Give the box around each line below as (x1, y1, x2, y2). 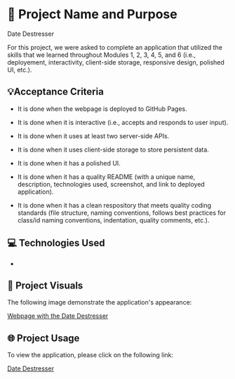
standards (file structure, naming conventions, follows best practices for (17, 208, 227, 217)
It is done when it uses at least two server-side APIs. (17, 131, 170, 140)
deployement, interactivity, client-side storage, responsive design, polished (7, 58, 224, 66)
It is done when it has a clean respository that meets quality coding (17, 201, 212, 209)
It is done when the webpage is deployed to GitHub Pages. (17, 105, 187, 113)
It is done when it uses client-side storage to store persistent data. (17, 145, 209, 154)
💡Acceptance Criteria (7, 86, 104, 98)
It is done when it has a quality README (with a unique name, (17, 172, 195, 181)
